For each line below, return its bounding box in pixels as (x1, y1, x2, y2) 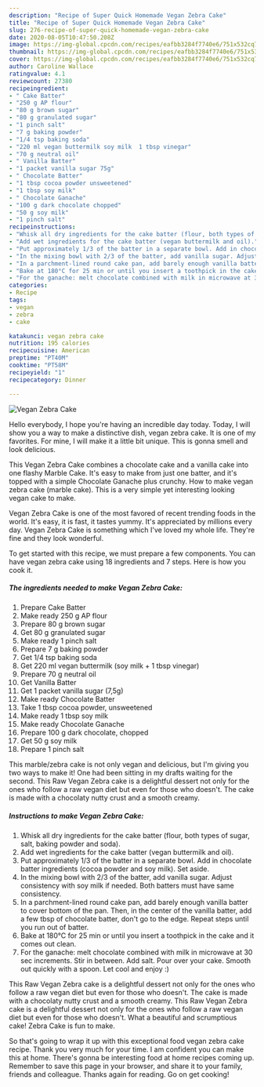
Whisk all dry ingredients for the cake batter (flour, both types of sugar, (20, 831, 250, 841)
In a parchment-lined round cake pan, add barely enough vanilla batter (20, 898, 249, 907)
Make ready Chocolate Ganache (20, 720, 125, 729)
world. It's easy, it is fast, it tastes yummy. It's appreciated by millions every (9, 516, 253, 526)
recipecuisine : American (9, 347, 90, 355)
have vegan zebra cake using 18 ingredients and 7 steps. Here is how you (9, 556, 246, 566)
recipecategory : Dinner (9, 376, 87, 384)
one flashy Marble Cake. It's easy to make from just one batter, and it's (9, 468, 237, 477)
